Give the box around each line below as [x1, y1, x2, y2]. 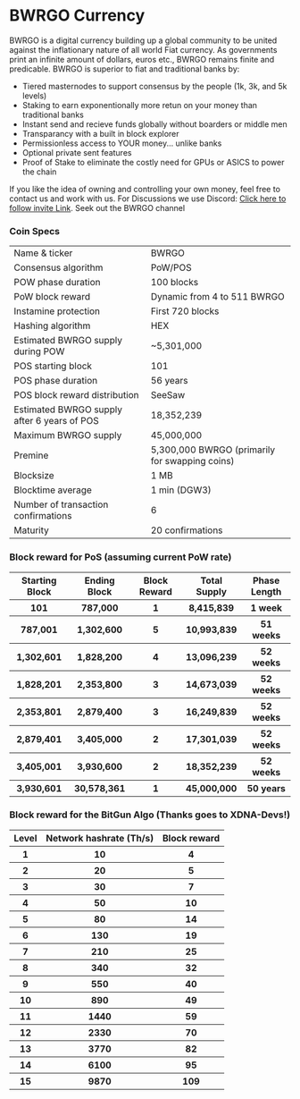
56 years [150, 375, 189, 387]
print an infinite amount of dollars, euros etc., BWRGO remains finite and [9, 54, 275, 64]
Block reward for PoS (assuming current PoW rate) [9, 551, 232, 563]
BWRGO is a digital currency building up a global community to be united [9, 35, 278, 46]
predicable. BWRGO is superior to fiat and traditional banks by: [9, 63, 240, 74]
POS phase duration [13, 375, 98, 387]
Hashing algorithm [13, 319, 91, 332]
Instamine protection [13, 305, 101, 317]
